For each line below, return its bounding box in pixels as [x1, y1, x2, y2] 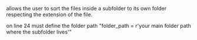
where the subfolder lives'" [6, 28, 72, 35]
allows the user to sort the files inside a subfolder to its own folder [6, 5, 167, 12]
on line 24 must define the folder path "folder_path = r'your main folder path [6, 23, 192, 29]
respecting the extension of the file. [6, 11, 93, 18]
